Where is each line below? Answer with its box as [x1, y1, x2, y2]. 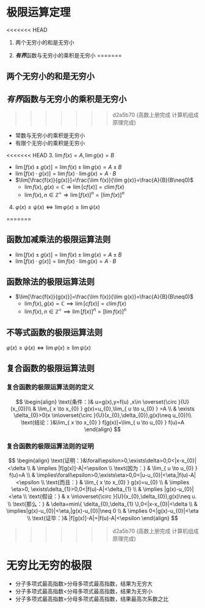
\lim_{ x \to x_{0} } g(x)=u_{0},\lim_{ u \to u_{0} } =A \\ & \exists [37, 405, 195, 412]
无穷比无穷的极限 [6, 559, 93, 573]
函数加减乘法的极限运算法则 [6, 234, 111, 245]
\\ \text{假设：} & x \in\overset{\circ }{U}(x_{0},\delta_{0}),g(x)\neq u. [23, 492, 197, 500]
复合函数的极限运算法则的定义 [6, 383, 95, 392]
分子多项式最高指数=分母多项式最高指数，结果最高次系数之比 [15, 595, 169, 603]
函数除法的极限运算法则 [6, 277, 95, 287]
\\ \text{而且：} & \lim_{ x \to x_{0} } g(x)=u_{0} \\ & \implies [40, 478, 190, 485]
